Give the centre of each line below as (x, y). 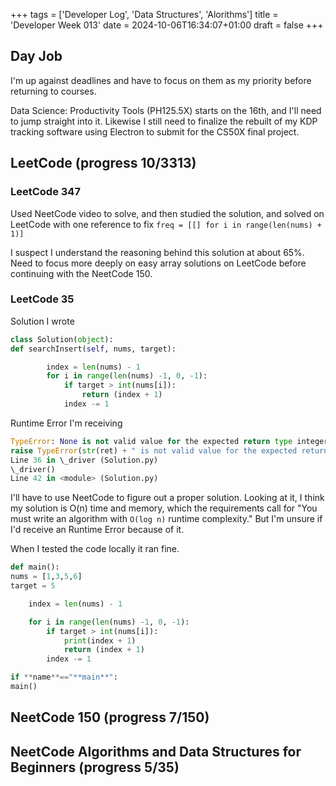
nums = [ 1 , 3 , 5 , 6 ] (46, 577)
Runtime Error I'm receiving (66, 423)
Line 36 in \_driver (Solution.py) (84, 460)
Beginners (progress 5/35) (95, 767)
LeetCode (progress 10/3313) (103, 163)
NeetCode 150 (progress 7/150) (110, 717)
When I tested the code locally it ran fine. (95, 549)
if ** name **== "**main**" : (64, 677)
